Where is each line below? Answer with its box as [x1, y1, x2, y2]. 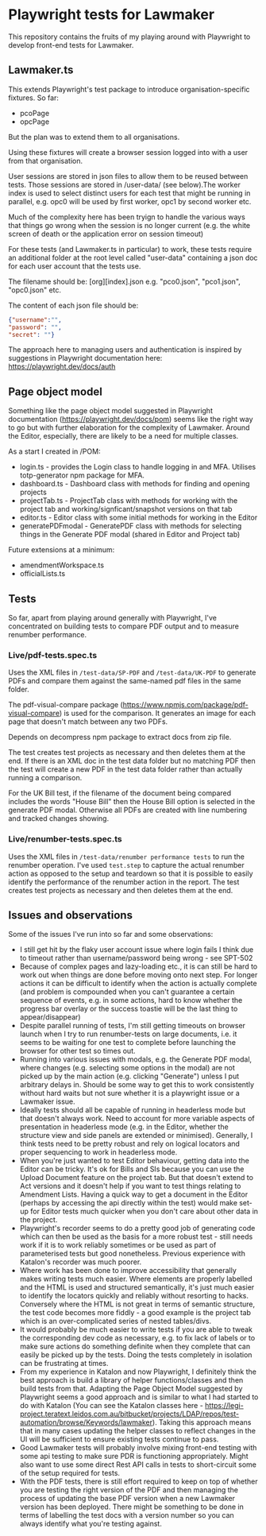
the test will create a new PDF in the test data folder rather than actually [8, 764, 243, 774]
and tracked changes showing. [8, 814, 110, 823]
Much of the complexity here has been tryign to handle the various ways [8, 212, 246, 222]
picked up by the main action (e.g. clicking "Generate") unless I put [19, 1071, 240, 1081]
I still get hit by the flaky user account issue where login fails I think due [19, 945, 254, 954]
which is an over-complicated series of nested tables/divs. [19, 1317, 212, 1326]
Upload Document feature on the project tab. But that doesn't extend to [19, 1173, 254, 1182]
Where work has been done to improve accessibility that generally [19, 1266, 237, 1275]
